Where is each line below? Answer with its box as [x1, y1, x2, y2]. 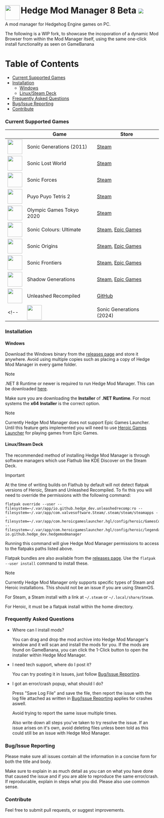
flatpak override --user [5, 501, 56, 507]
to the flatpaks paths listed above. [5, 545, 73, 551]
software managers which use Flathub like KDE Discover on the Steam [5, 457, 147, 464]
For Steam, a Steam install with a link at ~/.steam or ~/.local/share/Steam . [5, 594, 154, 600]
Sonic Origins [27, 243, 58, 250]
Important [5, 472, 25, 478]
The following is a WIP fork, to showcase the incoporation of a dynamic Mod [5, 30, 159, 36]
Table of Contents [5, 58, 79, 70]
